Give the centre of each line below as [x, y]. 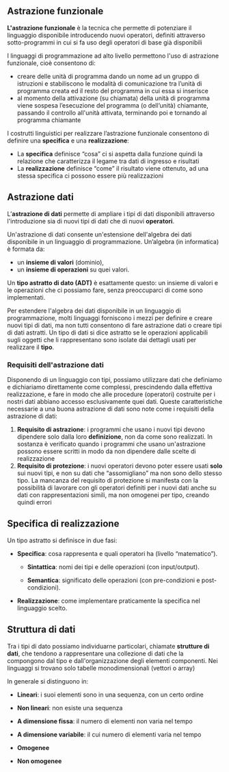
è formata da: [26, 249]
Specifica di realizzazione [63, 524]
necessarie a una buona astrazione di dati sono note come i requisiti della [110, 409]
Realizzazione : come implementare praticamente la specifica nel [108, 601]
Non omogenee [39, 761]
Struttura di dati [41, 630]
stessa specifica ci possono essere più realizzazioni [90, 176]
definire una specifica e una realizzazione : [68, 141]
